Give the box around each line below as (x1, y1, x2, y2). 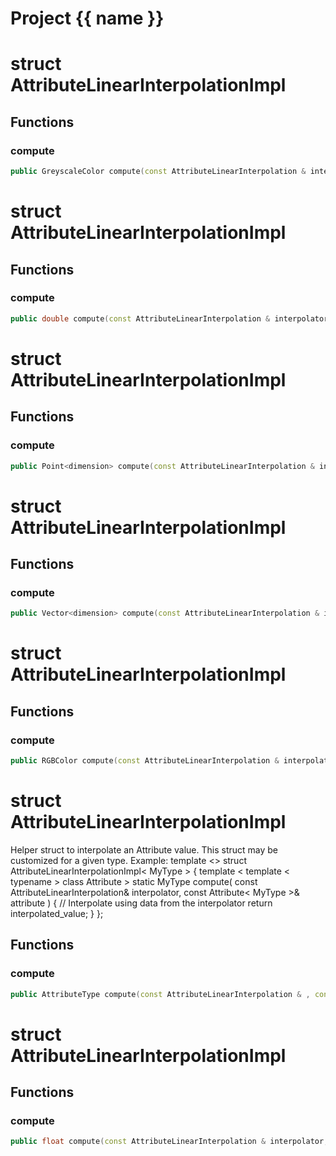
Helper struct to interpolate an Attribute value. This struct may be (10, 843, 279, 856)
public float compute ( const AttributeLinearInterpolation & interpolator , (10, 1137, 329, 1147)
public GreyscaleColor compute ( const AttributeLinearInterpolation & (10, 167, 307, 177)
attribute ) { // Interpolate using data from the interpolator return (10, 897, 273, 909)
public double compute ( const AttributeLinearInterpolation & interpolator (10, 313, 329, 324)
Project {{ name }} (10, 7, 165, 30)
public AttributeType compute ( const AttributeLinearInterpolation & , (10, 989, 311, 999)
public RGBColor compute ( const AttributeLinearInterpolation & (10, 756, 280, 766)
